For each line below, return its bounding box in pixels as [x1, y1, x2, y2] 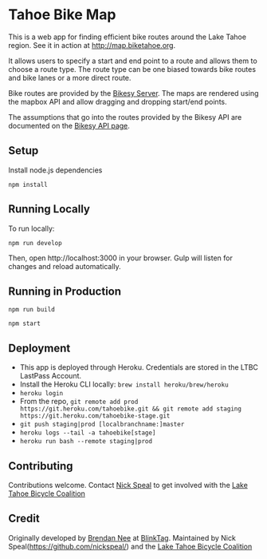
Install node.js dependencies [8, 165, 103, 175]
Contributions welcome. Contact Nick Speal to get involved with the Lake [8, 481, 249, 490]
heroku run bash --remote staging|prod [19, 438, 153, 446]
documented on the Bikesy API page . [8, 121, 130, 130]
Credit [8, 512, 40, 525]
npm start [8, 319, 41, 328]
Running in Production [8, 284, 122, 298]
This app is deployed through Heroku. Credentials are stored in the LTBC [19, 363, 259, 372]
